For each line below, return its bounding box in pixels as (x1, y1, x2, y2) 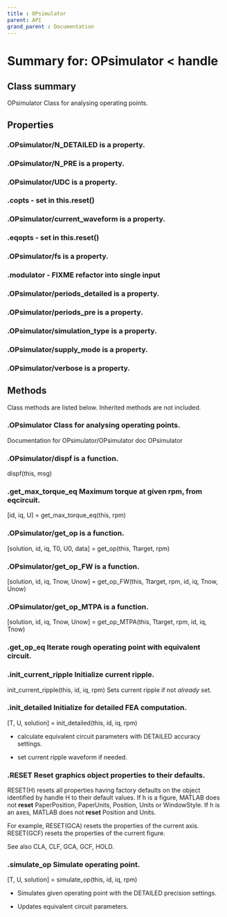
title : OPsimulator (7, 10, 67, 17)
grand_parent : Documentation (7, 23, 95, 30)
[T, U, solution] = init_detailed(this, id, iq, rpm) (7, 718, 138, 727)
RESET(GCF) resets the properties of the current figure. (7, 829, 166, 837)
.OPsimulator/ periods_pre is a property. (7, 307, 143, 317)
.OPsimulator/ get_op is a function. (7, 528, 125, 538)
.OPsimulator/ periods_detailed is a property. (7, 289, 160, 298)
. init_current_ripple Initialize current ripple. (7, 670, 155, 680)
